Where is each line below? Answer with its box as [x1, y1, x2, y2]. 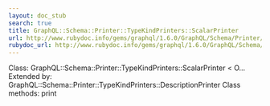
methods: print [8, 88, 57, 98]
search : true [8, 19, 52, 27]
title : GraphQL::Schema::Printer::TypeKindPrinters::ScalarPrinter [8, 26, 239, 34]
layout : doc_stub [8, 11, 67, 20]
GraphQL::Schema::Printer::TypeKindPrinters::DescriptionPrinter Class [8, 80, 241, 90]
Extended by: [8, 72, 52, 81]
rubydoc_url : [8, 41, 52, 49]
